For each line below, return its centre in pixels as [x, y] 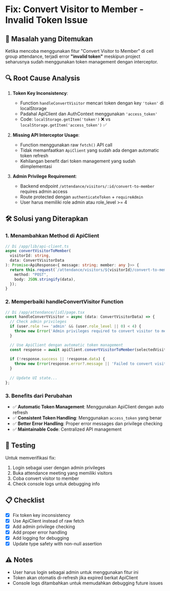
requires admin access [44, 191]
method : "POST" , [32, 274]
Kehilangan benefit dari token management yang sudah [78, 161]
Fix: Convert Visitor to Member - [75, 9]
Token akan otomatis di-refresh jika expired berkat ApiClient [75, 577]
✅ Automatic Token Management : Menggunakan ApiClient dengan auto [88, 406]
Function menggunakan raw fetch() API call [66, 145]
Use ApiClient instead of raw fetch [48, 520]
